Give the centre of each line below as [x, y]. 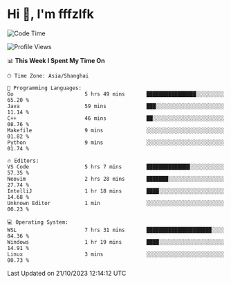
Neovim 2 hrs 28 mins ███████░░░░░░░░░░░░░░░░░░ [116, 179]
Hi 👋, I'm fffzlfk [51, 14]
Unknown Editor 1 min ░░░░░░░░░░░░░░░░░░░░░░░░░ [116, 203]
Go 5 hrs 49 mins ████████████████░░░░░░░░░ [116, 94]
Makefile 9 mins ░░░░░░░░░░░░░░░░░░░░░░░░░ [116, 130]
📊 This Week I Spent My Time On [56, 60]
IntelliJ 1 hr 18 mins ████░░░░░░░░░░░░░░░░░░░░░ [116, 191]
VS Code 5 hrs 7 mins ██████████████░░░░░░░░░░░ [116, 167]
